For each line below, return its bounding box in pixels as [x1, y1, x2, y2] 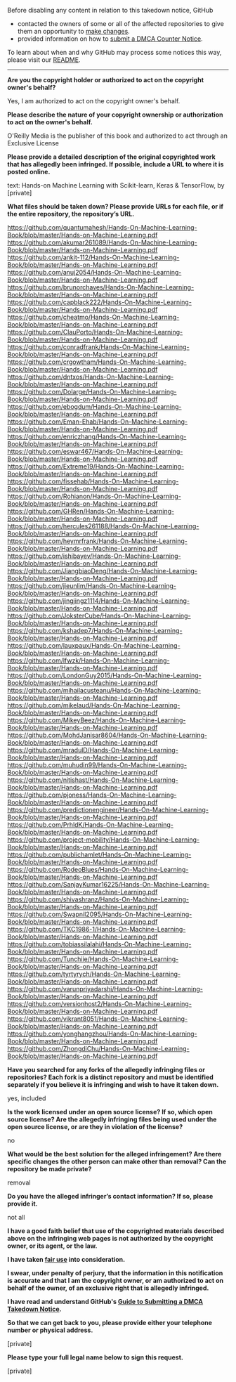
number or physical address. [7, 1326, 93, 1334]
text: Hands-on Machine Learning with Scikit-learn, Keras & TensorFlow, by [7, 181, 225, 189]
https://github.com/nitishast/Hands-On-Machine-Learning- [7, 776, 179, 784]
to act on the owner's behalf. [7, 118, 93, 126]
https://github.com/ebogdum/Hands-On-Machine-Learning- [7, 403, 182, 410]
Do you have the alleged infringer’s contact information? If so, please [7, 1192, 214, 1200]
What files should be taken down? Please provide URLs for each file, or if [7, 202, 223, 210]
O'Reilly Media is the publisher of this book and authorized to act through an [7, 131, 228, 140]
